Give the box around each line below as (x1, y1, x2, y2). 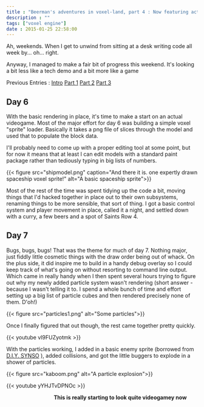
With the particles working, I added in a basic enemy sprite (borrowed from (6, 345, 194, 353)
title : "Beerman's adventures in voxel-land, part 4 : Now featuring (6, 9, 189, 15)
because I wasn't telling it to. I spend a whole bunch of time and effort (6, 285, 182, 293)
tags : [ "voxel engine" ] (6, 20, 67, 26)
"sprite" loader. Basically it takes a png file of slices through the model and (6, 126, 193, 133)
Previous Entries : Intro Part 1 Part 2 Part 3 (6, 79, 111, 86)
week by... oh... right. (6, 49, 59, 57)
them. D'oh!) (6, 298, 38, 305)
